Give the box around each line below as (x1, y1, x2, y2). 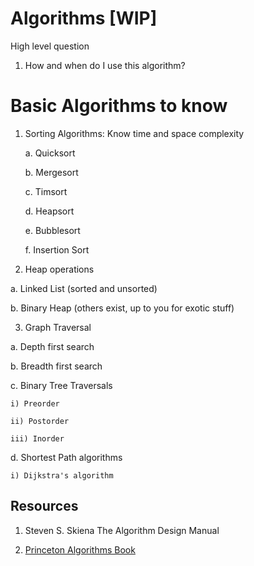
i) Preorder (10, 398, 60, 409)
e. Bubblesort (24, 224, 81, 236)
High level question (10, 40, 90, 52)
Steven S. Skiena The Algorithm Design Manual (24, 524, 220, 536)
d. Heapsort (24, 205, 75, 217)
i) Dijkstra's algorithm (10, 470, 114, 481)
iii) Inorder (10, 433, 65, 444)
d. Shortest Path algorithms (10, 451, 123, 463)
